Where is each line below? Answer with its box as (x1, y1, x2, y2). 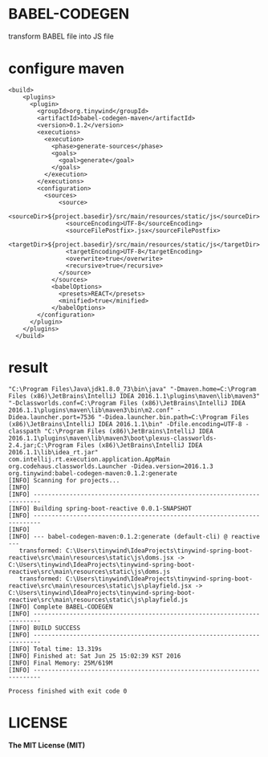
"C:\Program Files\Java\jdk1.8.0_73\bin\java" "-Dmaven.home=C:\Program (8, 385, 257, 393)
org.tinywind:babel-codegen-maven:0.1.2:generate (8, 469, 178, 478)
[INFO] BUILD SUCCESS (8, 624, 81, 632)
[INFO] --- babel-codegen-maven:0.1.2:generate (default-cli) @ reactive (8, 532, 261, 540)
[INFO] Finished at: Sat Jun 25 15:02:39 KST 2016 (8, 652, 181, 660)
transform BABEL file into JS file (8, 31, 115, 41)
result (8, 359, 48, 377)
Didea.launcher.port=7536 (8, 413, 95, 421)
